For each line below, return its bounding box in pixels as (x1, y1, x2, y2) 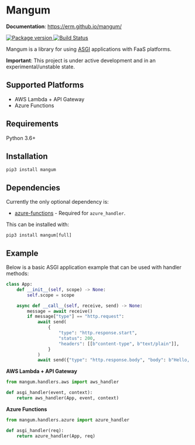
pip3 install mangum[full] (6, 232, 72, 238)
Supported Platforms (6, 80, 84, 90)
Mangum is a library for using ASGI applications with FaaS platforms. (6, 45, 172, 53)
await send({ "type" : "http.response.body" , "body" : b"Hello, (37, 357, 190, 363)
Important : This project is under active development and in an (6, 57, 156, 64)
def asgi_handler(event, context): (6, 390, 93, 396)
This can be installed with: (6, 221, 69, 228)
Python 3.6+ (6, 134, 36, 141)
